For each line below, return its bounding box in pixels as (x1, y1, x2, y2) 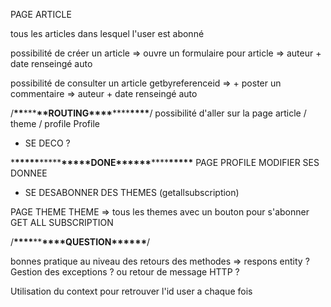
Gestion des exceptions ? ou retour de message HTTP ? (10, 266, 240, 278)
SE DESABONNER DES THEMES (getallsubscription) (24, 187, 240, 198)
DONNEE (10, 167, 48, 179)
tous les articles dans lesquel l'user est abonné (10, 28, 205, 39)
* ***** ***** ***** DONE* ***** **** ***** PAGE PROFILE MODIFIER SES (10, 157, 320, 168)
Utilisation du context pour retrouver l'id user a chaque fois (10, 285, 253, 297)
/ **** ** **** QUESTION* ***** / (10, 236, 151, 248)
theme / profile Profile (10, 118, 100, 129)
